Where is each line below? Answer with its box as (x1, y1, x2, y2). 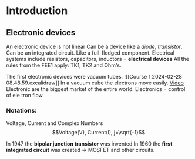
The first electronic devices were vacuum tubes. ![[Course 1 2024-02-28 (6, 73, 182, 80)
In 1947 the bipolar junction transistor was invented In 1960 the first (6, 140, 173, 147)
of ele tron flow (6, 92, 43, 99)
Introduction (6, 4, 68, 18)
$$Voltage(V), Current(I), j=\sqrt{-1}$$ (52, 129, 146, 136)
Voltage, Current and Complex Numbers (6, 120, 103, 127)
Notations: (6, 106, 37, 114)
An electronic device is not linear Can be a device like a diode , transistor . (6, 43, 183, 50)
